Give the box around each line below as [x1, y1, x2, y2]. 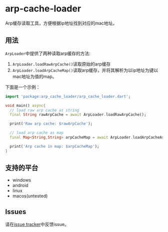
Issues [5, 208, 26, 216]
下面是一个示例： [5, 84, 40, 90]
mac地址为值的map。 [12, 73, 57, 79]
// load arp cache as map [9, 130, 64, 135]
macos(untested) [12, 193, 48, 199]
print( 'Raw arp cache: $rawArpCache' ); [9, 121, 93, 126]
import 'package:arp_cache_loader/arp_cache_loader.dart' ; [5, 94, 131, 99]
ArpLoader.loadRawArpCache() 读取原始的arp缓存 [12, 61, 111, 67]
